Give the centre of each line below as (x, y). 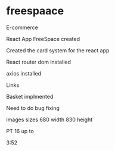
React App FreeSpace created (43, 39)
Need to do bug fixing (33, 108)
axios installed (24, 73)
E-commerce (22, 27)
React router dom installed (39, 62)
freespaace (35, 11)
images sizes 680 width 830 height (49, 119)
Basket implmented (30, 96)
